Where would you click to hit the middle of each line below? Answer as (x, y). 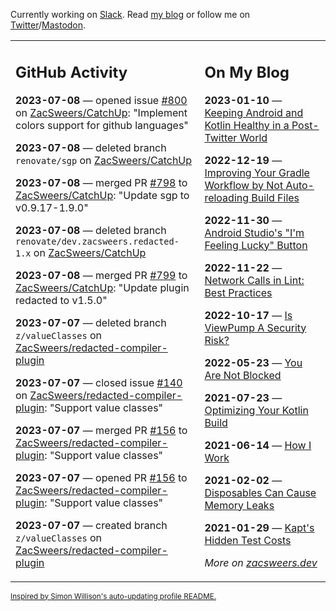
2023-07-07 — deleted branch (91, 322)
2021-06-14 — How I (258, 445)
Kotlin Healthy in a (247, 125)
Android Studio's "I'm (254, 232)
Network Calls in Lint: (254, 280)
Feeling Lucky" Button (256, 245)
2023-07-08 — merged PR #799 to (101, 275)
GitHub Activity (71, 72)
